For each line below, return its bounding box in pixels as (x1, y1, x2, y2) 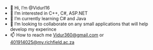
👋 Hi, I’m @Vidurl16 (10, 5, 50, 11)
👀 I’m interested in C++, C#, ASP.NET (10, 10, 88, 16)
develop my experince (10, 26, 57, 32)
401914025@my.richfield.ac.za (10, 39, 75, 45)
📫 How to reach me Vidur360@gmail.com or (10, 32, 104, 38)
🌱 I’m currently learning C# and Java (10, 16, 86, 21)
